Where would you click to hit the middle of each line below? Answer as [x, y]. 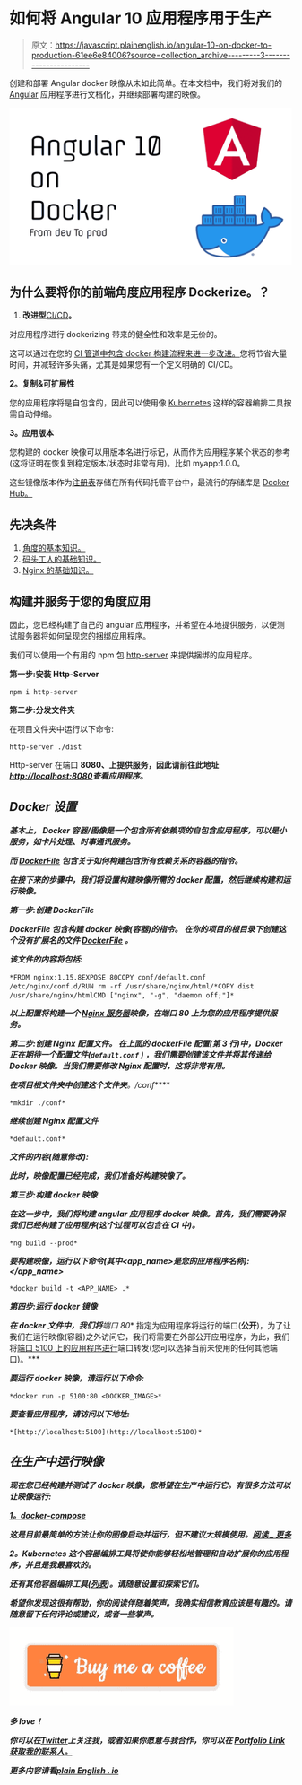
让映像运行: [30, 1496]
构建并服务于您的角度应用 [80, 601]
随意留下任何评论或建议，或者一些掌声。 [84, 1614]
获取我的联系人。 [41, 1751]
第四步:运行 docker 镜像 [53, 1306]
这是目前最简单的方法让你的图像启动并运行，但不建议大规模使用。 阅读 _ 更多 [151, 1534]
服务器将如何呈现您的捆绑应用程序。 [83, 636]
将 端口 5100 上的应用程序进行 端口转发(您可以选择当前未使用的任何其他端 [143, 1347]
